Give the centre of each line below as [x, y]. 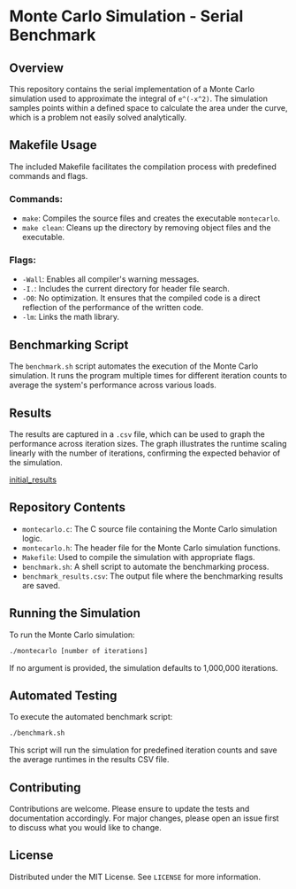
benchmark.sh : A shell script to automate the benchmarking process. [145, 566]
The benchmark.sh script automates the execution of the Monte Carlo [134, 366]
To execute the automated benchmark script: [91, 717]
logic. [32, 538]
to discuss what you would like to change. [85, 828]
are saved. [41, 585]
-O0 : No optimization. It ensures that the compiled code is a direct [141, 298]
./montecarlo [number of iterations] [79, 651]
